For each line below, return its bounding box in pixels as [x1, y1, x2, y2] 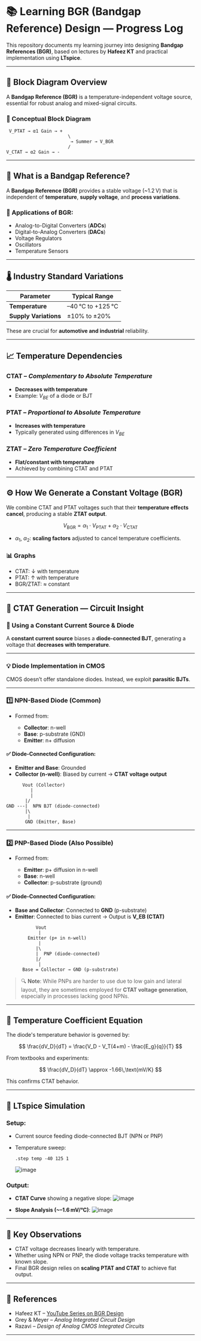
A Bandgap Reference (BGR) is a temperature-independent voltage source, [6, 93, 193, 100]
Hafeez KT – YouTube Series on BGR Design [14, 1309, 124, 1317]
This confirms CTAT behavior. [6, 1078, 80, 1085]
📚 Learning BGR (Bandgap [6, 5, 142, 19]
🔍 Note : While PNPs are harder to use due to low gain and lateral [20, 977, 182, 985]
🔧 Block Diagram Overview [6, 77, 108, 88]
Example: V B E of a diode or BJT [14, 392, 93, 401]
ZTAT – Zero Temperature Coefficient [6, 445, 117, 453]
